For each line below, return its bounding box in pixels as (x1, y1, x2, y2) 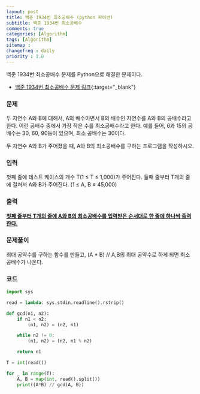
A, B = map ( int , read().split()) (17, 376, 101, 382)
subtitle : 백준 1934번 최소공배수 (6, 20, 83, 26)
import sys (6, 289, 34, 295)
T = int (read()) (6, 360, 47, 366)
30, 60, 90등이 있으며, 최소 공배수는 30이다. (22, 130, 126, 137)
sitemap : (6, 43, 31, 49)
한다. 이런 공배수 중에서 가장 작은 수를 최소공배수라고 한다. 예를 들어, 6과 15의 (6, 122, 187, 129)
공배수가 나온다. (6, 258, 44, 266)
